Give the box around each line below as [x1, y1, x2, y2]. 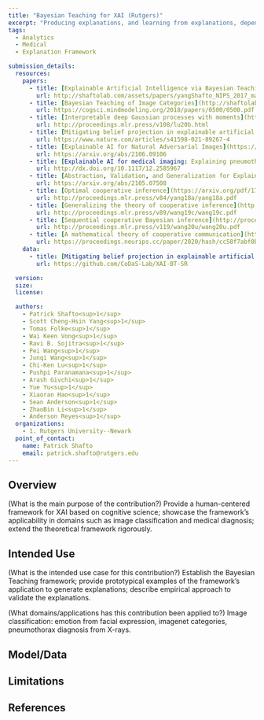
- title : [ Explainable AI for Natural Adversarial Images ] [28, 142, 226, 150]
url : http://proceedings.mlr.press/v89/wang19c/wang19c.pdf [36, 209, 237, 216]
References [8, 701, 66, 714]
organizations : [15, 420, 65, 428]
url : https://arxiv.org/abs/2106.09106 [36, 150, 167, 158]
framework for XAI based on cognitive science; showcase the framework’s [8, 508, 250, 517]
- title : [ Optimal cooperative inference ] [28, 186, 170, 194]
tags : [8, 26, 26, 34]
